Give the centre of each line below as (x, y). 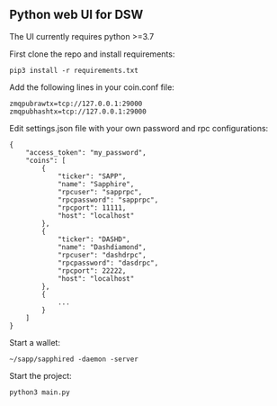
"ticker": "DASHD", (94, 239)
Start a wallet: (35, 342)
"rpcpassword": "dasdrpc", (108, 263)
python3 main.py (40, 392)
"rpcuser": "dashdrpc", (102, 255)
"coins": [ (46, 160)
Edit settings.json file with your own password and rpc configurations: (139, 128)
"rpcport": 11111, (92, 208)
